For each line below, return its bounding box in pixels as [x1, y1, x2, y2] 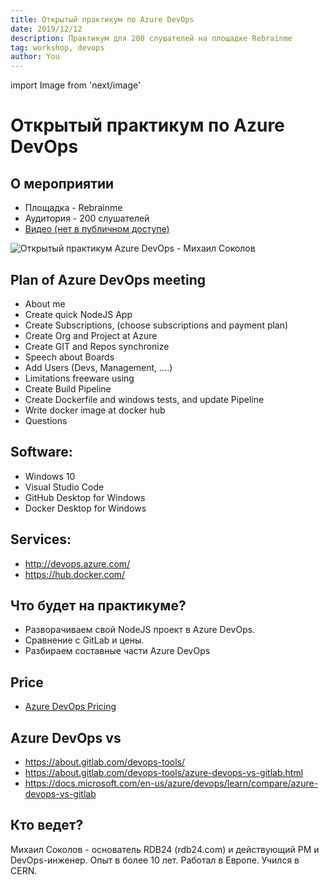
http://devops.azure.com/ [24, 557, 131, 570]
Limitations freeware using [24, 372, 135, 384]
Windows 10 [24, 470, 76, 482]
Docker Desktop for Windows [24, 502, 147, 514]
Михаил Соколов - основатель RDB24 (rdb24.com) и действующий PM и [10, 843, 320, 855]
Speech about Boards [24, 351, 115, 363]
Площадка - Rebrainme [24, 202, 123, 214]
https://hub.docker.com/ [24, 568, 126, 580]
